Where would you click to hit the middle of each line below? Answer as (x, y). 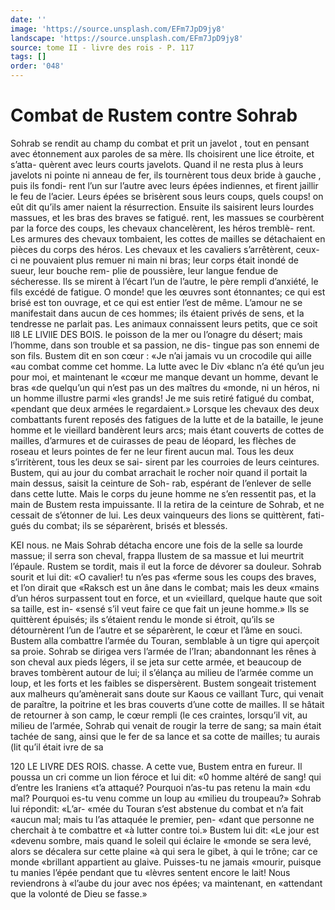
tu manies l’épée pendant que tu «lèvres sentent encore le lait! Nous (150, 872)
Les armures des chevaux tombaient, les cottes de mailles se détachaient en (168, 238)
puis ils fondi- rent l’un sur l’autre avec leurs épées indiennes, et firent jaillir (164, 185)
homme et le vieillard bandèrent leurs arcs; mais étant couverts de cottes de (167, 430)
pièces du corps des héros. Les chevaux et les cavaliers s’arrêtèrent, (152, 249)
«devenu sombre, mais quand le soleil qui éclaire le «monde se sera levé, (161, 840)
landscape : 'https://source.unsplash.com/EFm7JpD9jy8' (127, 38)
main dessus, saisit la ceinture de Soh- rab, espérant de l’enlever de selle (161, 483)
